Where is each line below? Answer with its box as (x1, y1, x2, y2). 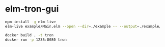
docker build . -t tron (5, 32, 54, 37)
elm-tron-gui (5, 3, 59, 15)
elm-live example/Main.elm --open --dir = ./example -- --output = (5, 24, 139, 29)
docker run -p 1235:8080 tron (5, 37, 67, 42)
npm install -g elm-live (5, 19, 56, 24)
